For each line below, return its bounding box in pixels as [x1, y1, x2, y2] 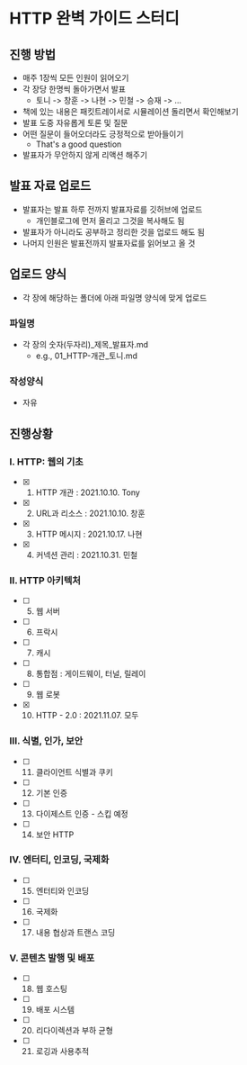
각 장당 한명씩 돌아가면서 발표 [22, 84, 126, 95]
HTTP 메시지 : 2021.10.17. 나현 [35, 528, 143, 539]
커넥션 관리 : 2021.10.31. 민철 [35, 549, 138, 560]
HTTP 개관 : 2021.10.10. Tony [35, 487, 141, 498]
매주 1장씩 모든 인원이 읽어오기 [22, 73, 129, 83]
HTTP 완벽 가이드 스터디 [9, 8, 180, 29]
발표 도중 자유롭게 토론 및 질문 [22, 118, 128, 128]
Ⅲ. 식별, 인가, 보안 [9, 735, 84, 747]
